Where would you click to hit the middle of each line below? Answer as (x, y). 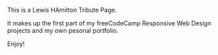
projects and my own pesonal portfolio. (63, 31)
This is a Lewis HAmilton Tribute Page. (62, 10)
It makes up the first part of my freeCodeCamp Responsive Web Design (109, 23)
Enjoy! (16, 44)
